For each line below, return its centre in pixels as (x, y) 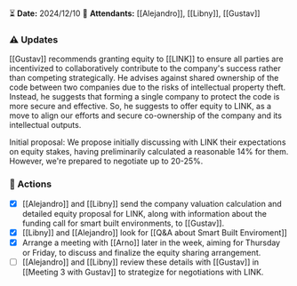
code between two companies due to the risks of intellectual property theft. (148, 87)
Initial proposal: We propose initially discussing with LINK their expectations (148, 142)
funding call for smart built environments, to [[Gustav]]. (123, 223)
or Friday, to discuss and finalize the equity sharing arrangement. (141, 252)
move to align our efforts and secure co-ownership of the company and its (146, 115)
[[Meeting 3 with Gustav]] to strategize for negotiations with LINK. (143, 272)
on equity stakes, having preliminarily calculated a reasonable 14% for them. (149, 152)
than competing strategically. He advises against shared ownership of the (144, 78)
